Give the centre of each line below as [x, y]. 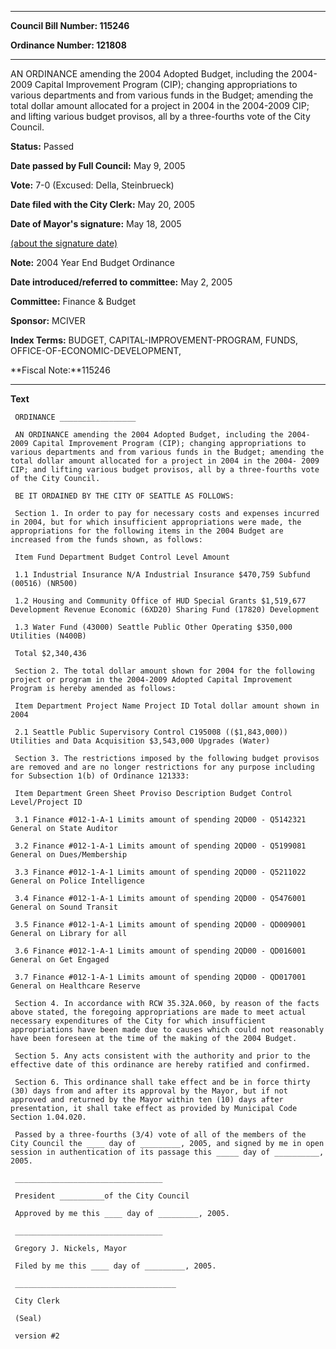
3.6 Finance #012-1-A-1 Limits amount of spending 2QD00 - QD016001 [160, 951]
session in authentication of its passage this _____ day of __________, [167, 1152]
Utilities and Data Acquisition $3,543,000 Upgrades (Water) [140, 741]
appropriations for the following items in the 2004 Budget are [147, 531]
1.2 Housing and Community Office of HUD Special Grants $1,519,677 [160, 601]
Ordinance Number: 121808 [68, 45]
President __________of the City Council [102, 1196]
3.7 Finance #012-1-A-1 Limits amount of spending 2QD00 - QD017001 [160, 977]
